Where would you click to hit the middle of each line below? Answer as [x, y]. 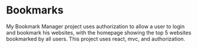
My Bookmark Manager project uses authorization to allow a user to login [96, 26]
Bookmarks [35, 10]
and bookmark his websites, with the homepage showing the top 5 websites [99, 32]
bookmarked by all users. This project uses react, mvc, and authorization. [96, 39]
